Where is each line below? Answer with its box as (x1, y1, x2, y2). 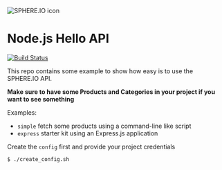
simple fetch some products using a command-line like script (17, 122, 192, 130)
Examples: (7, 108, 37, 117)
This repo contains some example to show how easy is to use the (7, 66, 194, 75)
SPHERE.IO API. (7, 74, 52, 82)
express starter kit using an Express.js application (17, 129, 158, 138)
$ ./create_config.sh (7, 155, 70, 162)
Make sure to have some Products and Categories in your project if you (7, 87, 216, 96)
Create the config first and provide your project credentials (7, 142, 176, 151)
